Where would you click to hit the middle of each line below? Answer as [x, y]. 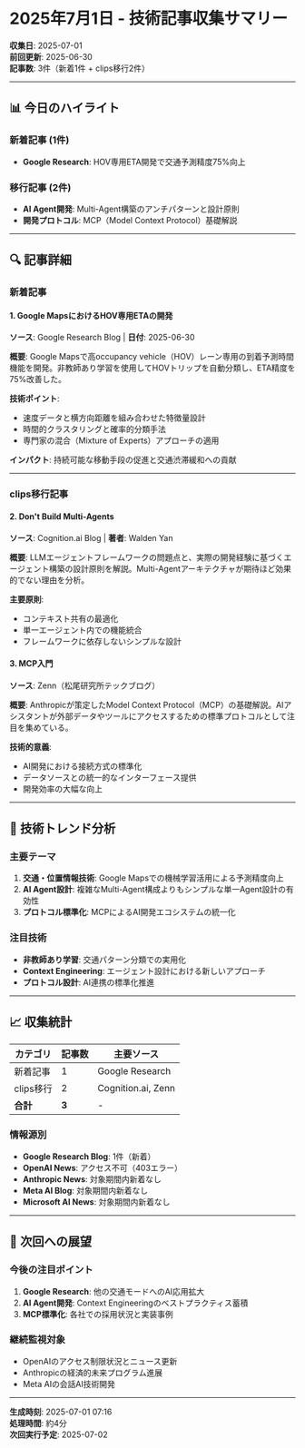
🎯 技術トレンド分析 [63, 828]
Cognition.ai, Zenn [136, 1088]
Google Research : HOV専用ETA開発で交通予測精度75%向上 [134, 162]
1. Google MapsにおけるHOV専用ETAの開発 [91, 315]
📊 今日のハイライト [64, 108]
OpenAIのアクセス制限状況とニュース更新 [100, 1361]
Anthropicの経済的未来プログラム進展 [93, 1373]
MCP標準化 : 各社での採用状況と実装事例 [98, 1314]
